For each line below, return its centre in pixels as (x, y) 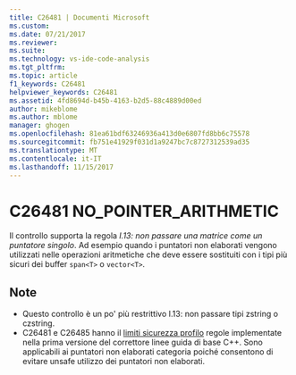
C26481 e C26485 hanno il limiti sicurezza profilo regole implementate (152, 333)
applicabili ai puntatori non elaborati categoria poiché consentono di (148, 352)
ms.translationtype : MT (54, 150)
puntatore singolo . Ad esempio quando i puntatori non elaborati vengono (143, 246)
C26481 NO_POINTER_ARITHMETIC (144, 211)
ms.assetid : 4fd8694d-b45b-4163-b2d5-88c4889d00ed (106, 100)
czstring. (38, 323)
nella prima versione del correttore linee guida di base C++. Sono (143, 342)
